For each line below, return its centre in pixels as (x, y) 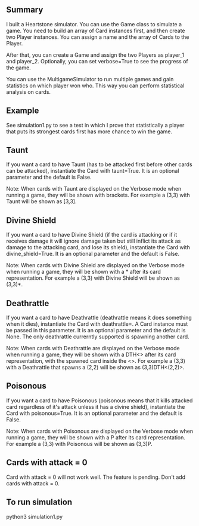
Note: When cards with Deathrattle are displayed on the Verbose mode (93, 348)
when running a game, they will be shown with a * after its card (83, 272)
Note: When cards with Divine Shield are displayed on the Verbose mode (95, 265)
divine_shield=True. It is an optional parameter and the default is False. (93, 254)
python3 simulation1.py (35, 516)
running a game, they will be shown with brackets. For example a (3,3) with (98, 195)
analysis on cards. (29, 91)
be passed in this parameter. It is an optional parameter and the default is (96, 331)
